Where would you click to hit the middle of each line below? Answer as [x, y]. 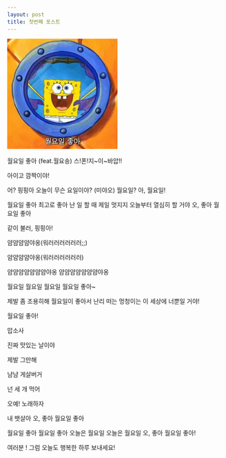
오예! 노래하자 [26, 404]
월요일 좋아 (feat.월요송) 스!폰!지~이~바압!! [65, 160]
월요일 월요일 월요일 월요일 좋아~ [52, 287]
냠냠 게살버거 [25, 374]
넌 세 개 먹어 [24, 388]
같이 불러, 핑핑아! [30, 228]
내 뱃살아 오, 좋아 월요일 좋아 [46, 418]
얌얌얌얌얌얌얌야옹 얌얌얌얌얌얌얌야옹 [58, 271]
